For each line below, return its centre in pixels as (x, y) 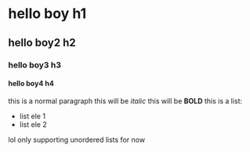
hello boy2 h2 (42, 43)
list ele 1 (32, 116)
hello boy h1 (47, 14)
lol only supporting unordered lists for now (77, 139)
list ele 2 (33, 124)
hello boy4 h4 (31, 84)
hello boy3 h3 (34, 65)
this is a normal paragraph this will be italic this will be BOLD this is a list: (125, 101)
